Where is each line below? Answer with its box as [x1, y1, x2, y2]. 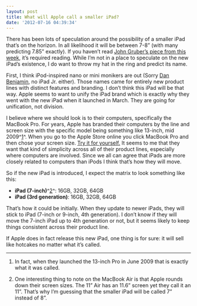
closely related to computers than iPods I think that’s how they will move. [6, 158, 182, 165]
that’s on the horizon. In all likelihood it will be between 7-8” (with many [6, 42, 178, 49]
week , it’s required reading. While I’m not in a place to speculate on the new [6, 54, 189, 62]
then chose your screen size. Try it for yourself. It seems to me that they [6, 139, 180, 147]
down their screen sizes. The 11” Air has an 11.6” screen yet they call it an [14, 282, 191, 289]
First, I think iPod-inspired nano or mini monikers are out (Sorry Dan [6, 72, 169, 79]
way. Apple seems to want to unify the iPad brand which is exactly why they [6, 90, 189, 97]
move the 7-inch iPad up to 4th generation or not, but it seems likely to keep [6, 217, 190, 224]
